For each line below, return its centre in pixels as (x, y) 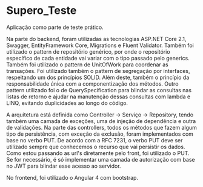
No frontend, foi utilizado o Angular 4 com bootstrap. (72, 177)
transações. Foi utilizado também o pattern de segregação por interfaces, (98, 71)
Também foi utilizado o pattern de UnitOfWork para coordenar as (87, 65)
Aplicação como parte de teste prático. (55, 27)
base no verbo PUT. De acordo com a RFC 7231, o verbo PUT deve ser (95, 140)
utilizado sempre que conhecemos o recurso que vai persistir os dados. (96, 147)
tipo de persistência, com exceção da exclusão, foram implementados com (100, 134)
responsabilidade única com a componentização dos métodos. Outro (92, 84)
